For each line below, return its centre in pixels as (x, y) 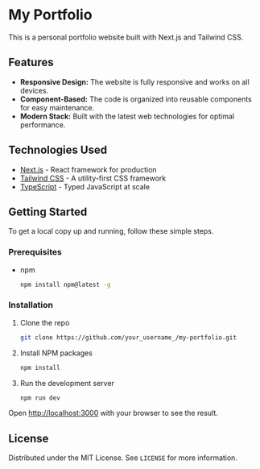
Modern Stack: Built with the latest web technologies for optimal (127, 116)
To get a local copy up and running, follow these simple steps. (111, 231)
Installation (31, 305)
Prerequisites (35, 252)
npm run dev (40, 398)
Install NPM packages (56, 353)
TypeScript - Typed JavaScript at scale (85, 186)
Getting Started (48, 212)
